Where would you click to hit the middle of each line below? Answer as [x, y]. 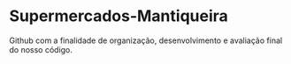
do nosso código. [41, 49]
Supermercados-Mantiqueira [119, 16]
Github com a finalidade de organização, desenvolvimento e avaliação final [146, 40]
